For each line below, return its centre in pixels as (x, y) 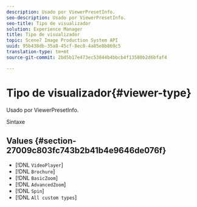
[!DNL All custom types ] (46, 198)
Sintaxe (16, 122)
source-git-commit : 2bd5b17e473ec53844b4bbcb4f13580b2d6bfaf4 (87, 57)
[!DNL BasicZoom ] (36, 178)
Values (20, 141)
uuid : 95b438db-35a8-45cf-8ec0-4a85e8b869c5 (64, 46)
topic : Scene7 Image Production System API (62, 40)
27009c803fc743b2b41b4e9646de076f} (86, 150)
